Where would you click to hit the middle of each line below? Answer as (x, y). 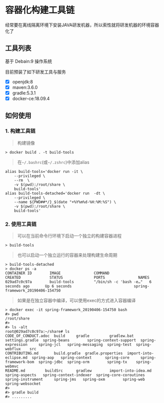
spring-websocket (23, 384)
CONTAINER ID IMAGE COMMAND (57, 273)
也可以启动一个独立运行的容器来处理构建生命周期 (67, 255)
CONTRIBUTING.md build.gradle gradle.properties (64, 353)
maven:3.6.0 (25, 87)
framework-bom (20, 362)
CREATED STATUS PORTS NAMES (77, 277)
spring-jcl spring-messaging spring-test (85, 344)
